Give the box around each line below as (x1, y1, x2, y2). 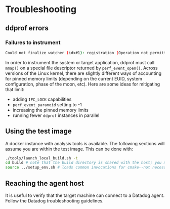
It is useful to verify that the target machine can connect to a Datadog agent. (5, 192, 165, 198)
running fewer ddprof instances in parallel (12, 112, 100, 118)
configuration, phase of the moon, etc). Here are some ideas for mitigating (5, 81, 160, 87)
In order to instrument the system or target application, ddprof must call (5, 59, 155, 65)
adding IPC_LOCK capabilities (12, 96, 72, 102)
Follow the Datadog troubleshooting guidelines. (5, 198, 104, 203)
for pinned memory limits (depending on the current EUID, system (5, 75, 143, 81)
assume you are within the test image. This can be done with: (5, 146, 133, 152)
